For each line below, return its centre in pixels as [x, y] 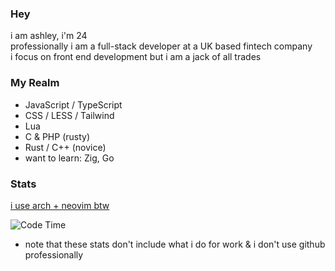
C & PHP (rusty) [57, 136]
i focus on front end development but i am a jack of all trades [136, 57]
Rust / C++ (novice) [65, 147]
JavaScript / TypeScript [73, 104]
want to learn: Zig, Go [69, 158]
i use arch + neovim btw [60, 205]
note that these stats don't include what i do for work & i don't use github [175, 244]
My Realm [35, 83]
